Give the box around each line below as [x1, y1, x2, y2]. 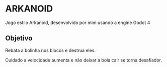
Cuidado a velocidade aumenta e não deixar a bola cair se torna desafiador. [5, 57, 162, 63]
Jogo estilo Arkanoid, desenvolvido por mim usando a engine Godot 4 [5, 19, 150, 25]
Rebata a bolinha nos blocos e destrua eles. [5, 47, 96, 53]
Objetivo [5, 34, 33, 42]
